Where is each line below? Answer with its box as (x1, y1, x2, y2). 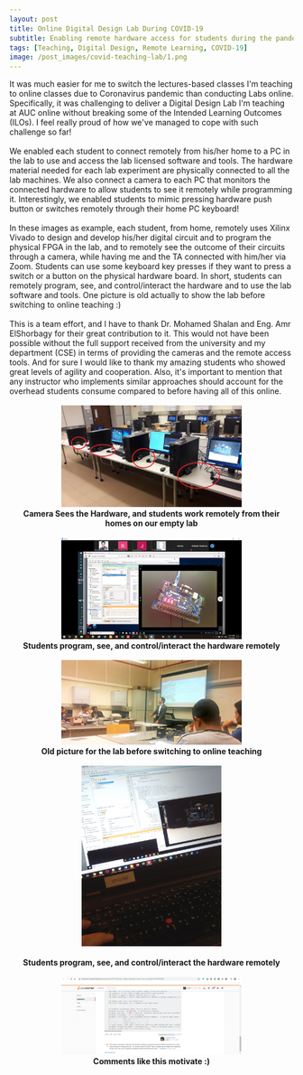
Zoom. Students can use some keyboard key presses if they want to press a (9, 261, 291, 272)
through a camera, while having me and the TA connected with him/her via (9, 251, 287, 262)
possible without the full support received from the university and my (9, 338, 266, 349)
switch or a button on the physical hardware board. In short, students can (9, 271, 282, 282)
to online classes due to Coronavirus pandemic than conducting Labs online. (9, 89, 294, 99)
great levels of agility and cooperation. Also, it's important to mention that (9, 367, 282, 378)
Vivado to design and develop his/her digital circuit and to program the (9, 232, 272, 243)
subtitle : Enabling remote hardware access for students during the (9, 33, 272, 42)
